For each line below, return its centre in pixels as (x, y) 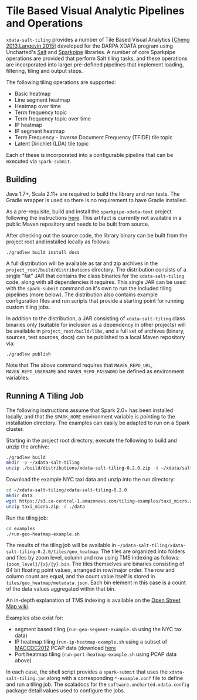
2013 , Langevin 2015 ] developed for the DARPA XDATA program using (90, 46)
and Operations (45, 23)
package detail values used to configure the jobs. (66, 691)
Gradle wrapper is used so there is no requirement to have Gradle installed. (97, 200)
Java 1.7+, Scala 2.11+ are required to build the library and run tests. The (93, 194)
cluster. (15, 429)
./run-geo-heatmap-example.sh (43, 534)
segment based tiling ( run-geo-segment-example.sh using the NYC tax (98, 629)
